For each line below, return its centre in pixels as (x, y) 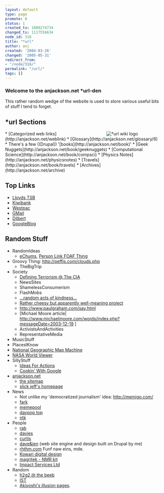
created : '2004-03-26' (28, 51)
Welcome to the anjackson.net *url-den (53, 90)
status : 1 (15, 23)
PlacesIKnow (25, 344)
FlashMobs (31, 292)
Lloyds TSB (23, 197)
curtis (25, 438)
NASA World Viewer (32, 355)
